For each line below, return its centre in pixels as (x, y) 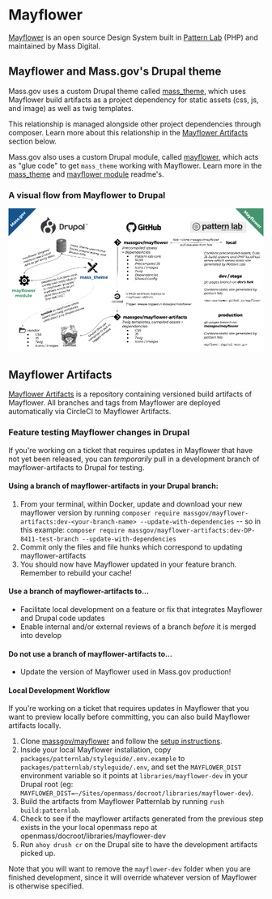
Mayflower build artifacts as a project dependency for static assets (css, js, (134, 100)
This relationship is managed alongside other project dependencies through (135, 124)
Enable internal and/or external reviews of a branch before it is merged (138, 627)
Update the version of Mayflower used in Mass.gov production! (125, 672)
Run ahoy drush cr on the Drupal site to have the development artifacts (138, 845)
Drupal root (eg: (47, 785)
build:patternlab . (50, 810)
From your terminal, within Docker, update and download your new (131, 503)
